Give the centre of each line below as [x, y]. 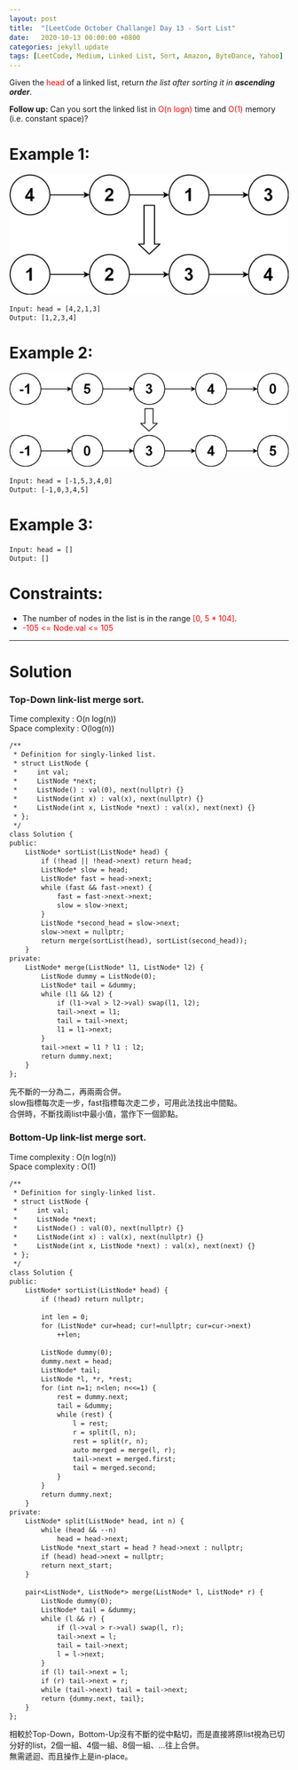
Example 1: [50, 154]
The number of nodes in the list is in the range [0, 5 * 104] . [129, 618]
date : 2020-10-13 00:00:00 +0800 [75, 37]
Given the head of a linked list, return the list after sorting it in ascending [142, 83]
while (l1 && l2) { [77, 994]
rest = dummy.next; [92, 1397]
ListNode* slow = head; [85, 870]
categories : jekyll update [59, 47]
